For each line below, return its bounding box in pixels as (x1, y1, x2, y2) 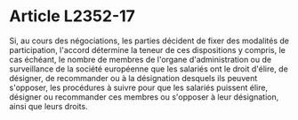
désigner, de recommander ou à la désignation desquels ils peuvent (9, 72, 258, 83)
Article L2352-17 (9, 6, 136, 26)
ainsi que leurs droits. (9, 101, 88, 111)
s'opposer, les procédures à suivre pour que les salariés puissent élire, (9, 82, 269, 93)
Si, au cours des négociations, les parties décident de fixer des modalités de (9, 35, 290, 46)
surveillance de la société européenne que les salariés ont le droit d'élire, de (9, 64, 289, 74)
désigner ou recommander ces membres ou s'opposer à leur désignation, (9, 91, 279, 102)
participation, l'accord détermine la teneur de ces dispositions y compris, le (9, 44, 286, 55)
